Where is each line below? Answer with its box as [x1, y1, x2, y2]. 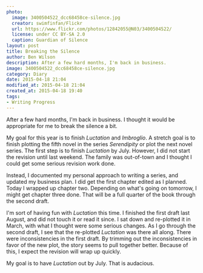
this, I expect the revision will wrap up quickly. [6, 248, 121, 255]
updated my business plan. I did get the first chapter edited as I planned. [6, 178, 188, 185]
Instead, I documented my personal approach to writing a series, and [6, 171, 179, 179]
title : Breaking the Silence [6, 49, 80, 55]
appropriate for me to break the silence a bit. [6, 122, 118, 129]
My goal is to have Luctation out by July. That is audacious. [6, 259, 155, 267]
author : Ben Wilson [6, 54, 56, 60]
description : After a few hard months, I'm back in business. [6, 59, 167, 66]
